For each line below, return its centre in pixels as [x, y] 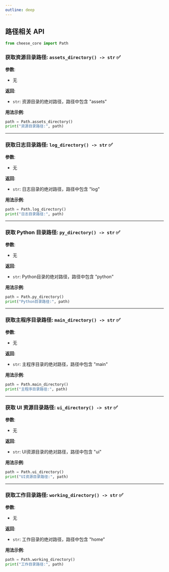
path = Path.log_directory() [36, 209]
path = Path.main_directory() [37, 384]
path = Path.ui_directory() [35, 472]
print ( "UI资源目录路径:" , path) [37, 477]
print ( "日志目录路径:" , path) [34, 214]
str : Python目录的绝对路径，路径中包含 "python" [63, 276]
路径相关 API [25, 31]
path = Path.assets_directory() [39, 121]
